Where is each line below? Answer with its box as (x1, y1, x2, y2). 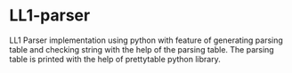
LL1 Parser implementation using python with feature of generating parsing (9, 35, 283, 45)
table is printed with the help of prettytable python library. (9, 53, 221, 64)
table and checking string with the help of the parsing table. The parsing (9, 44, 274, 54)
